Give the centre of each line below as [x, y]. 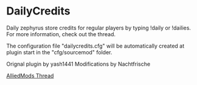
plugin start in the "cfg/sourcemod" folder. [59, 52]
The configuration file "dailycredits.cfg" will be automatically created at [95, 46]
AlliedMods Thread [30, 75]
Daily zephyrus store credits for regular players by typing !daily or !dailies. [99, 28]
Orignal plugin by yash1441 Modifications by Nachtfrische [78, 64]
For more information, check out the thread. [61, 34]
